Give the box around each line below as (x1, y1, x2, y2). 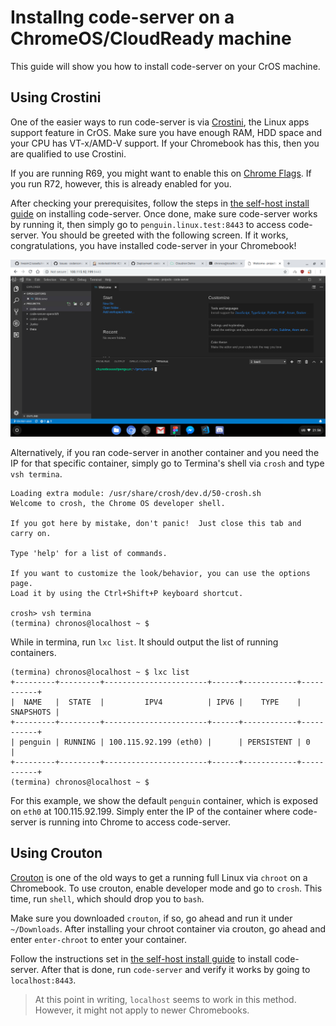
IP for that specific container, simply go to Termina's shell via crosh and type (10, 457, 325, 469)
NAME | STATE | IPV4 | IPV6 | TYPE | (23, 697, 302, 707)
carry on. (10, 528, 52, 538)
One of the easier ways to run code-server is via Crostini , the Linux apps (10, 116, 310, 128)
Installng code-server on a (10, 6, 235, 29)
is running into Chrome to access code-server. (39, 816, 232, 828)
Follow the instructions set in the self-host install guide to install (10, 952, 273, 965)
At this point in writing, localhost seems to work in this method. (34, 993, 297, 1005)
